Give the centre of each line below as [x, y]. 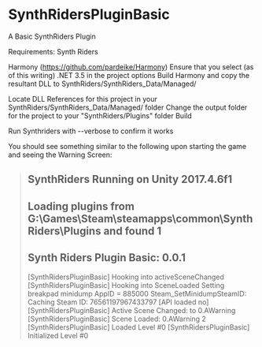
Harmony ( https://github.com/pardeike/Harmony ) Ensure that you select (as [131, 67]
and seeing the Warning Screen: [60, 155]
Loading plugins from [81, 206]
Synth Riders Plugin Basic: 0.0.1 [107, 258]
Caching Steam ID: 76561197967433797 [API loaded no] [118, 302]
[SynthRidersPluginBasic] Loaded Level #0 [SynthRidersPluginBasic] [138, 327]
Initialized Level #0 [58, 335]
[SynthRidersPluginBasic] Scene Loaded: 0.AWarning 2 [117, 319]
